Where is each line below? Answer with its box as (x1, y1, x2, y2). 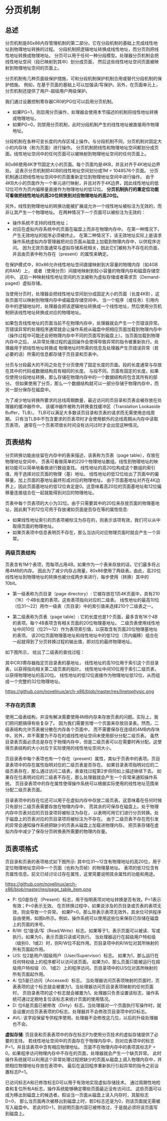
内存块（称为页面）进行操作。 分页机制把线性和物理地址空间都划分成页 (13, 145, 159, 150)
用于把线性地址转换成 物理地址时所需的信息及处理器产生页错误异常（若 (13, 345, 159, 351)
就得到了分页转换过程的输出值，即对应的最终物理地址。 (21, 639, 135, 645)
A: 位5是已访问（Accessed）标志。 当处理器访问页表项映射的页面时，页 (12, 978, 160, 984)
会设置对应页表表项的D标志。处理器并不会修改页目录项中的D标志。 (12, 1009, 150, 1014)
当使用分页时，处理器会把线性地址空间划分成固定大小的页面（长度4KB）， (5, 291, 156, 297)
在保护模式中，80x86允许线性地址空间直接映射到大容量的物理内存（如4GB (5, 262, 158, 267)
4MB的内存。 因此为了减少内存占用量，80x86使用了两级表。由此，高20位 (9, 568, 161, 574)
